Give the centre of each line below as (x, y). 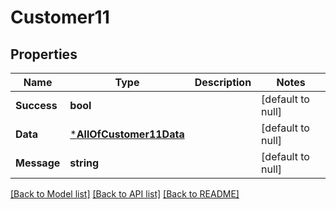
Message (38, 163)
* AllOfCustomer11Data (127, 134)
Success (36, 105)
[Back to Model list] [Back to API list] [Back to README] (125, 194)
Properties (44, 54)
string (84, 163)
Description (223, 82)
